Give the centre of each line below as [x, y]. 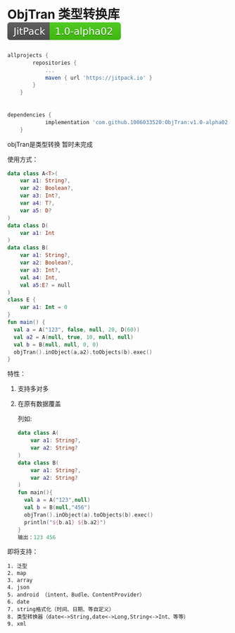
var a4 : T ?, [37, 203]
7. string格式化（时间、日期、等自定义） [61, 610]
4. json [19, 587]
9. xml [17, 624]
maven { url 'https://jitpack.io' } [99, 78]
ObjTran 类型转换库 [64, 14]
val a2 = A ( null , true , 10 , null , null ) [74, 337]
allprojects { [28, 55]
